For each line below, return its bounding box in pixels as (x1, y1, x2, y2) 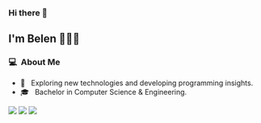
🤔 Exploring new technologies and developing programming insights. (19, 78, 254, 88)
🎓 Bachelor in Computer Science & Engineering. (19, 87, 187, 96)
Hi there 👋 (8, 7, 48, 18)
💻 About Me (8, 56, 61, 68)
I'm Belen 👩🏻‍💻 (8, 32, 81, 46)
